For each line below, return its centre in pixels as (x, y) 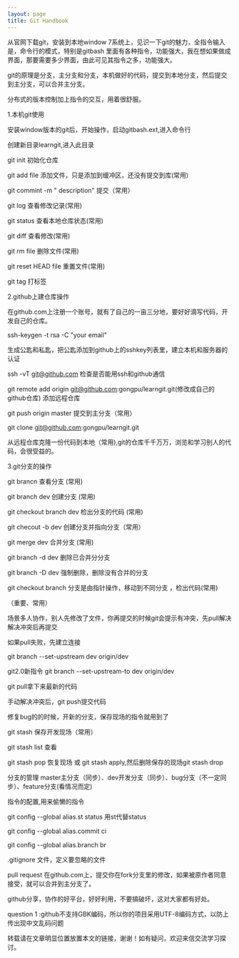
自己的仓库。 (32, 320)
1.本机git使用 (26, 114)
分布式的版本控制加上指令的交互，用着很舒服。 (76, 99)
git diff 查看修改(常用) (39, 236)
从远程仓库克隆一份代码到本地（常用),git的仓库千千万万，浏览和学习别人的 (116, 442)
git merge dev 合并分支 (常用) (51, 542)
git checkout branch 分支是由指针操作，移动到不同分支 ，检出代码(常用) (113, 587)
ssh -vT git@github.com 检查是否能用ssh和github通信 (86, 374)
